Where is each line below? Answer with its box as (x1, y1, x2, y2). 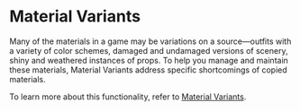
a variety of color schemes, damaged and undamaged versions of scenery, (9, 45, 288, 55)
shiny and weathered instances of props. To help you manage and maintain (9, 55, 288, 65)
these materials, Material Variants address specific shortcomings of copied (9, 64, 288, 75)
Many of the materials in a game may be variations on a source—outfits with (9, 36, 292, 47)
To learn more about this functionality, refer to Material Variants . (9, 91, 247, 102)
